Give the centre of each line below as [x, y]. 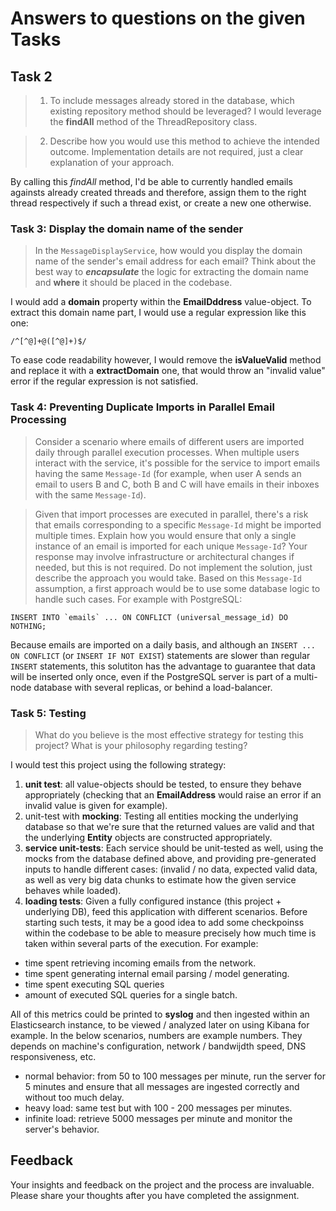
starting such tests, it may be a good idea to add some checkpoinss [164, 922]
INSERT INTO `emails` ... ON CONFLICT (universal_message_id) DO [149, 617]
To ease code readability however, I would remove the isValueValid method [166, 360]
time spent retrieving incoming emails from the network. [140, 963]
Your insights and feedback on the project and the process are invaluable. [162, 1184]
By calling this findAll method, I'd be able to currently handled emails [151, 181]
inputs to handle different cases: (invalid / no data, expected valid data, [171, 869]
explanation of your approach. [112, 162]
